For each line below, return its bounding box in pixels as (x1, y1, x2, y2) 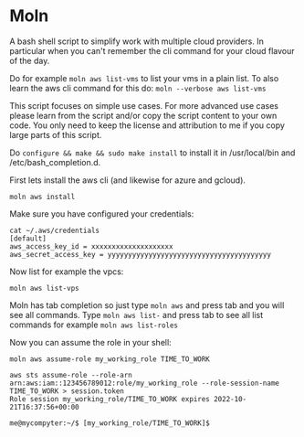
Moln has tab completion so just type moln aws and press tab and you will (9, 299, 285, 311)
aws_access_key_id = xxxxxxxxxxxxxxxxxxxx (9, 241, 173, 251)
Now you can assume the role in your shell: (9, 336, 172, 347)
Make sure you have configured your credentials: (9, 208, 194, 219)
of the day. (9, 55, 50, 66)
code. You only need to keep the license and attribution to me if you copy (9, 120, 286, 131)
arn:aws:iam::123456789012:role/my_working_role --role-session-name (9, 378, 280, 388)
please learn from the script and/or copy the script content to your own (9, 110, 278, 121)
